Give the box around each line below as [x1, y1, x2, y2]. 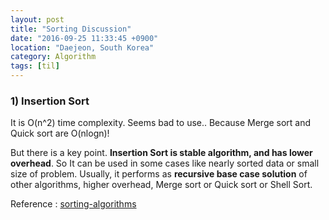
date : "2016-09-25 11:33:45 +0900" [10, 33, 159, 43]
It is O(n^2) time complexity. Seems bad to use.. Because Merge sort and [10, 117, 312, 129]
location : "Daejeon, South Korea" [10, 42, 155, 53]
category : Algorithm [10, 52, 97, 62]
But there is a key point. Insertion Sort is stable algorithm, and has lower [10, 147, 313, 159]
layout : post [10, 14, 65, 25]
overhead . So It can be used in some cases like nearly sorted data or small [10, 157, 320, 170]
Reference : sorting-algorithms [10, 198, 137, 210]
